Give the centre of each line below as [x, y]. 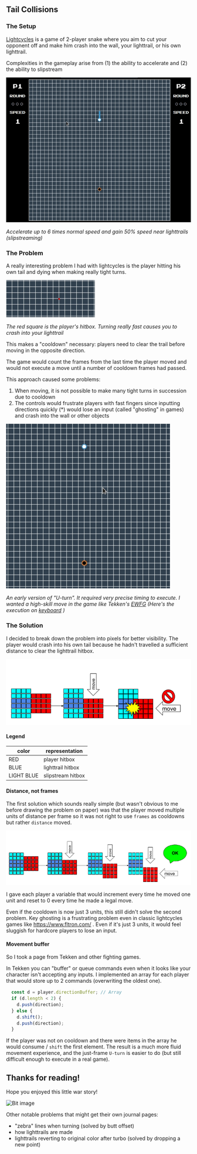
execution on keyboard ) [35, 610]
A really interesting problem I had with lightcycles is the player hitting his [94, 266]
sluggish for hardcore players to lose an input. [62, 930]
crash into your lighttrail [35, 333]
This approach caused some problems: [53, 379]
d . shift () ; [30, 1017]
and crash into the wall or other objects [62, 416]
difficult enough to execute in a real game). [58, 1059]
